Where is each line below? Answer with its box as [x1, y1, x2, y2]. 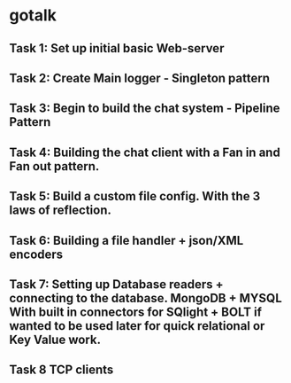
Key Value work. [9, 332, 102, 347]
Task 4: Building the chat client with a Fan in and [9, 145, 280, 160]
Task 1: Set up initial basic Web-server [9, 41, 225, 56]
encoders [9, 246, 64, 262]
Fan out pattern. [9, 159, 100, 174]
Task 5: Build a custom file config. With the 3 [9, 189, 261, 204]
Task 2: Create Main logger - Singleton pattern [9, 70, 270, 85]
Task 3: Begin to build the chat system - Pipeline [9, 101, 280, 116]
